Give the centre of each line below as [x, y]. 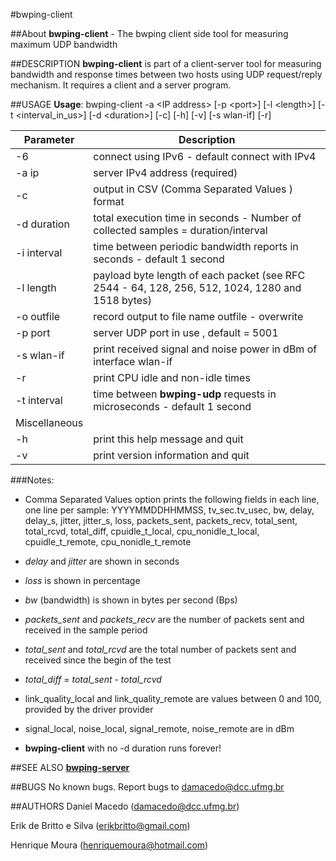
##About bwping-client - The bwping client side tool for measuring [149, 33]
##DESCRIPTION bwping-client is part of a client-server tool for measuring [166, 63]
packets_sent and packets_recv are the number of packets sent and [164, 619]
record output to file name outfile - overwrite [198, 316]
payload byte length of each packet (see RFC [199, 275]
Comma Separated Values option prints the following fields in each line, [172, 499]
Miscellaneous [49, 422]
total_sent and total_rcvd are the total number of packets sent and [160, 649]
